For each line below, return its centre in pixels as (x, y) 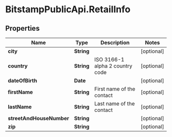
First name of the (115, 89)
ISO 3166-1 (109, 60)
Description (115, 43)
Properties (23, 28)
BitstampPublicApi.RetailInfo (68, 9)
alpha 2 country (113, 66)
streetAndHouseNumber (38, 118)
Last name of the (115, 104)
